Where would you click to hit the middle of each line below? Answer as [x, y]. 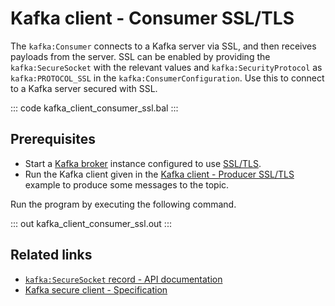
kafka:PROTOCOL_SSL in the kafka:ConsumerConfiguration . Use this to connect [167, 78]
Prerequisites [53, 139]
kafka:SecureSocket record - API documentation [123, 279]
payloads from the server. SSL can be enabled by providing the [140, 56]
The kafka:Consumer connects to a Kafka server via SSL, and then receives [163, 46]
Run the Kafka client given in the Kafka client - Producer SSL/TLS [159, 174]
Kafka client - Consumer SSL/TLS [152, 18]
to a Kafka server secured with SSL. [84, 88]
